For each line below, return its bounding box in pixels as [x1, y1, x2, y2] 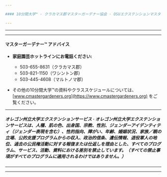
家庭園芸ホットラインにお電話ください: [12, 53, 93, 59]
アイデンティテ [130, 122, 161, 128]
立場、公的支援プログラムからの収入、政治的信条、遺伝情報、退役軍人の [5, 135, 153, 141]
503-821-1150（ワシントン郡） [19, 70, 83, 76]
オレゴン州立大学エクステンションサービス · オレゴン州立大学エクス [5, 116, 143, 122]
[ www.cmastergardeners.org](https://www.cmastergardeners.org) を [12, 93, 154, 99]
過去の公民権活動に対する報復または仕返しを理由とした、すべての [13, 141, 148, 147]
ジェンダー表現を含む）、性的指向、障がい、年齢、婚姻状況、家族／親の [13, 129, 162, 135]
